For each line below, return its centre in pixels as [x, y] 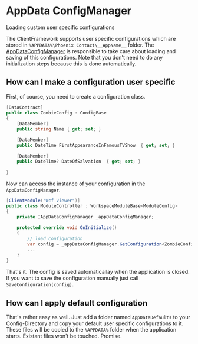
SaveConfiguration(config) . [40, 284]
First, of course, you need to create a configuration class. [76, 96]
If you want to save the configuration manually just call [72, 278]
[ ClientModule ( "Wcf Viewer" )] [43, 201]
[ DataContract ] [25, 107]
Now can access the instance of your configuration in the [76, 184]
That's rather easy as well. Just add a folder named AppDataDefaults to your [98, 317]
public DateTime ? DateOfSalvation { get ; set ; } [79, 161]
